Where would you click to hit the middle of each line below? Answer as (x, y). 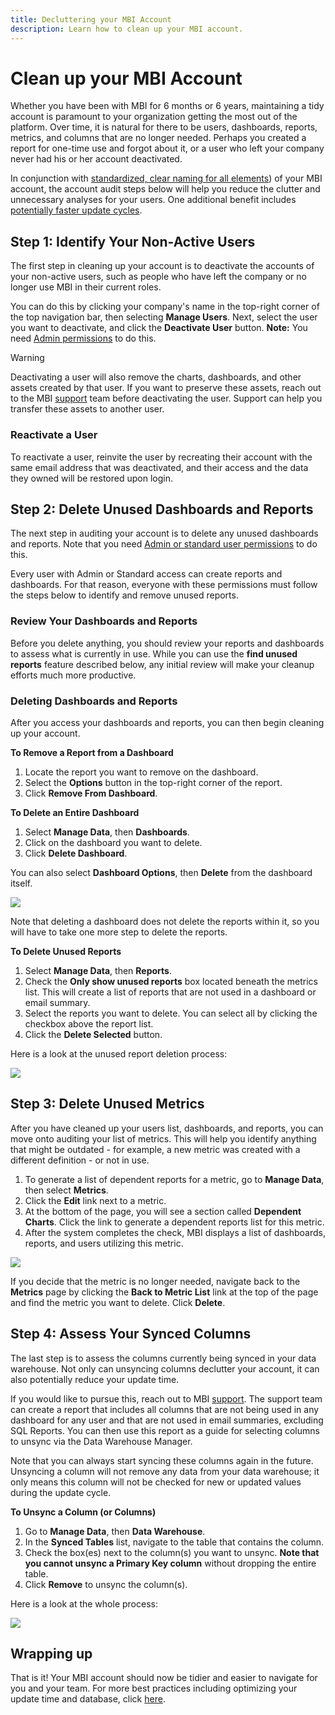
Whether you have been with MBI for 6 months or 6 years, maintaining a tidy (167, 106)
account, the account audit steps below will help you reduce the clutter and (165, 189)
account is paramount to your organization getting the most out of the (154, 117)
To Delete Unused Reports (66, 951)
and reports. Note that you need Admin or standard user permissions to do (164, 544)
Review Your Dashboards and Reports (104, 621)
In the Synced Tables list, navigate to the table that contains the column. (174, 1542)
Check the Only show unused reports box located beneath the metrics (171, 981)
